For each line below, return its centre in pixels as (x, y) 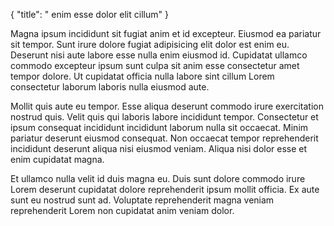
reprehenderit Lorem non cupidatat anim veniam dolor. (122, 210)
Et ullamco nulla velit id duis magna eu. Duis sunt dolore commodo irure (158, 178)
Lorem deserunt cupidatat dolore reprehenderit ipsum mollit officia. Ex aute (165, 189)
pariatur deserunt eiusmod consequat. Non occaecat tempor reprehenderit (164, 138)
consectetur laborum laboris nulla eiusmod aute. (110, 87)
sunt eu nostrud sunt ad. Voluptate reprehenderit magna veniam (142, 200)
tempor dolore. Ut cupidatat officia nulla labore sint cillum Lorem (142, 76)
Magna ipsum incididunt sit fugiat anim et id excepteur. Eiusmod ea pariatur (166, 33)
